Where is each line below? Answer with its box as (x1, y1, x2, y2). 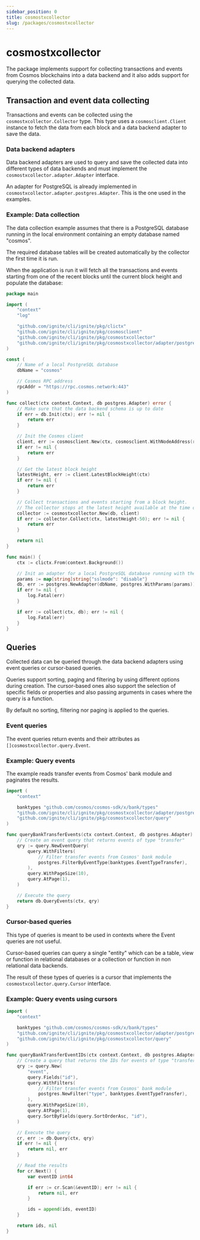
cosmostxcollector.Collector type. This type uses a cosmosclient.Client (6, 118, 186, 125)
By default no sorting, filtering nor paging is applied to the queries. (6, 706, 170, 714)
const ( (6, 356, 26, 362)
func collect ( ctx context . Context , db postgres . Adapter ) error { (6, 400, 171, 406)
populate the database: (6, 279, 63, 286)
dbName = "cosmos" (17, 368, 62, 373)
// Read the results (17, 1163, 68, 1169)
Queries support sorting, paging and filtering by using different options (6, 676, 180, 683)
